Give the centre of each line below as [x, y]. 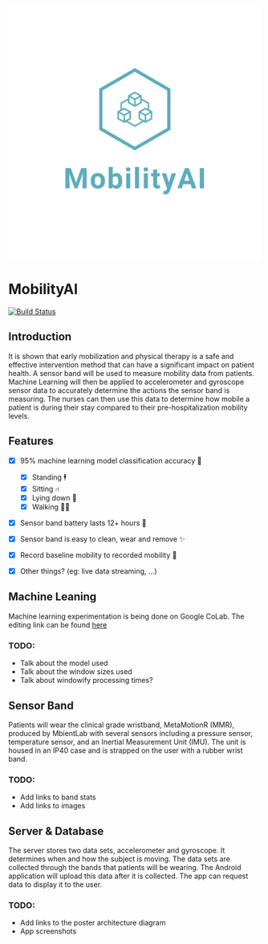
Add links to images [53, 806]
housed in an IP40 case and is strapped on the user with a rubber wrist [126, 750]
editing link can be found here [58, 624]
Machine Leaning [53, 597]
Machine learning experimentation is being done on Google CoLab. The [126, 616]
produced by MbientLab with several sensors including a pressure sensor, [130, 733]
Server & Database [56, 831]
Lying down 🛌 [55, 497]
